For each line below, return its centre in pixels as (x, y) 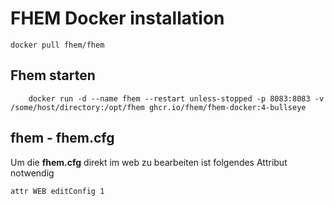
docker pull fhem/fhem (57, 45)
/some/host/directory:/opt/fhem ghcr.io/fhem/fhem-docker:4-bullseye (158, 107)
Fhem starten (53, 75)
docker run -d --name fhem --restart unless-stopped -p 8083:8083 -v (176, 98)
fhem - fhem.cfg (62, 138)
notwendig (32, 173)
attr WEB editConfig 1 (57, 191)
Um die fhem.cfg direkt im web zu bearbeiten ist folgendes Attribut (149, 162)
